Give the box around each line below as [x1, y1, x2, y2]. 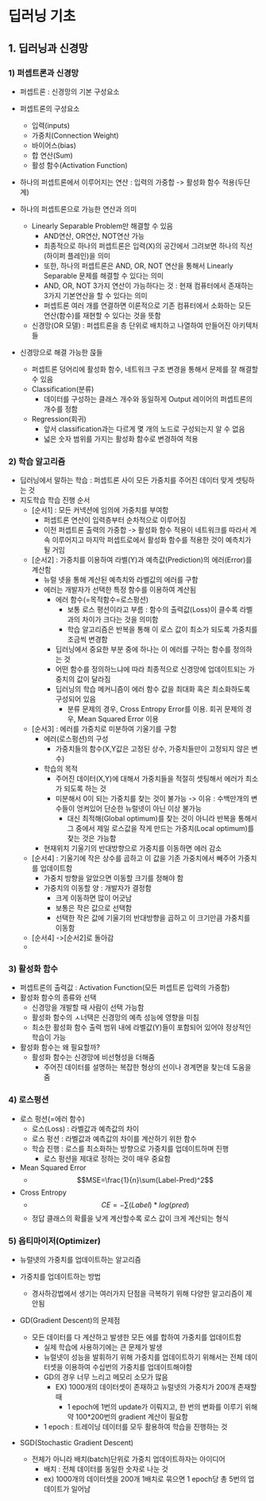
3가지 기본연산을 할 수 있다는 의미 [43, 290, 148, 300]
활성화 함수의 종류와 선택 [19, 992, 97, 1003]
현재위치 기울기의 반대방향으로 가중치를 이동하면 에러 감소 [43, 844, 222, 853]
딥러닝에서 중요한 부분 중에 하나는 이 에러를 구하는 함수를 [55, 645, 232, 654]
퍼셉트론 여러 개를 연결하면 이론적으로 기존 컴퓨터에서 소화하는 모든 [43, 300, 252, 310]
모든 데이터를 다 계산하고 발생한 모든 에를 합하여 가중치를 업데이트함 [31, 1332, 242, 1342]
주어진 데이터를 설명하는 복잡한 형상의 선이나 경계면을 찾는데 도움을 [43, 1062, 252, 1072]
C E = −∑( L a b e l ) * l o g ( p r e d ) [101, 1199, 190, 1210]
